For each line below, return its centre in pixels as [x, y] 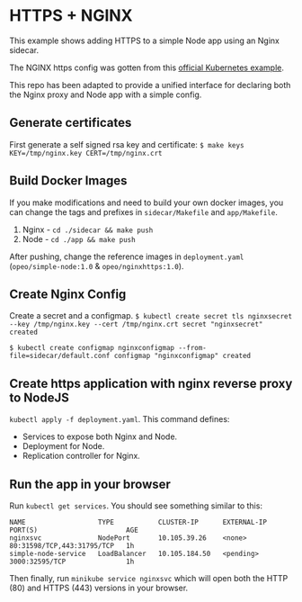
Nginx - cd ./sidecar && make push [88, 229]
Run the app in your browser [90, 484]
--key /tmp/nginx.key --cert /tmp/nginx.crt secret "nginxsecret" [136, 325]
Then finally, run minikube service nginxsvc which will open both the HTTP [149, 578]
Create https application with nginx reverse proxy [151, 383]
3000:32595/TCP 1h [72, 562]
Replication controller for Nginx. [81, 456]
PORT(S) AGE [74, 530]
